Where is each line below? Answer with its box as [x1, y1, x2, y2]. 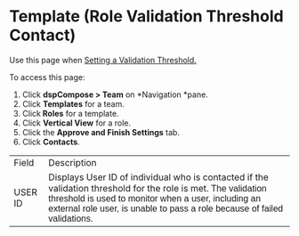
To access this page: [9, 71, 85, 82]
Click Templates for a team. [21, 98, 125, 109]
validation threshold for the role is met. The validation [48, 182, 267, 194]
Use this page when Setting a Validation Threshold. [9, 54, 198, 65]
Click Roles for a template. [21, 108, 119, 118]
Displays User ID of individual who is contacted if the [48, 171, 269, 183]
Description [48, 156, 97, 168]
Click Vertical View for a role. [21, 118, 132, 128]
